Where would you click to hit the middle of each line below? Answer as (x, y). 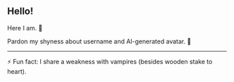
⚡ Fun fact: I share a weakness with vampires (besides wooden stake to (110, 61)
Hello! (20, 11)
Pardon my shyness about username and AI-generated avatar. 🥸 (99, 41)
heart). (17, 71)
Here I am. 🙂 (25, 28)
